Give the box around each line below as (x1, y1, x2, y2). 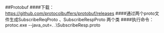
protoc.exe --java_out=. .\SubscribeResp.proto (5, 22, 101, 28)
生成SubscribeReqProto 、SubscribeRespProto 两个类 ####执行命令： (9, 17, 154, 22)
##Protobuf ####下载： (5, 4, 54, 10)
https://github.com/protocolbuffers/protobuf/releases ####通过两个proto (5, 10, 155, 16)
